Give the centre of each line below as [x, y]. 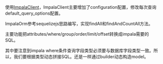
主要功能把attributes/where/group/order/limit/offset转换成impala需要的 [77, 34]
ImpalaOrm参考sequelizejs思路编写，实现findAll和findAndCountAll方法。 [79, 24]
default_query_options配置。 [34, 13]
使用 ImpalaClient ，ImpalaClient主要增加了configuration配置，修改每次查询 [81, 7]
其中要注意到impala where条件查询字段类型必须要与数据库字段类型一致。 [80, 51]
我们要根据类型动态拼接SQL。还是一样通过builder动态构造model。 [81, 57]
